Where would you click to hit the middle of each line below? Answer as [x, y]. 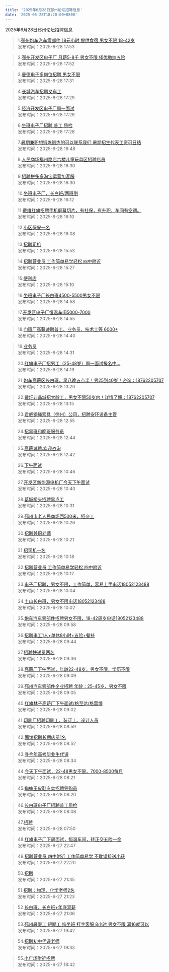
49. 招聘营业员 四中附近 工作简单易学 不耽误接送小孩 [71, 856]
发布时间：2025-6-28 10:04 [46, 590]
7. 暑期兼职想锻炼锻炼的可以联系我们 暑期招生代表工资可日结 [79, 142]
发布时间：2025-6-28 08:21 [46, 777]
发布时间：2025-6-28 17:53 [46, 46]
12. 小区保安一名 [34, 227]
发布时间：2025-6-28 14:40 [46, 335]
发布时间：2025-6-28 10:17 [46, 573]
